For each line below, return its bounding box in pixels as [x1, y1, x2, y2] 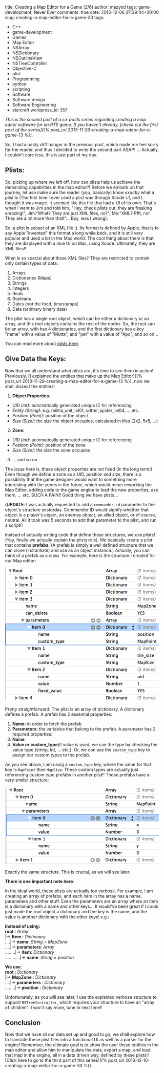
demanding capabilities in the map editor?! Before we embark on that [5, 184, 144, 190]
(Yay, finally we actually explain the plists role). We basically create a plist [5, 537, 153, 543]
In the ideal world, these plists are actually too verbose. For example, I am [5, 888, 153, 894]
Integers [12, 285, 29, 291]
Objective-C [12, 65, 37, 71]
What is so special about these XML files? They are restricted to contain [5, 255, 150, 261]
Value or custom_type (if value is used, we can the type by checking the [12, 742, 158, 748]
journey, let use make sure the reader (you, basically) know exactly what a [5, 189, 155, 195]
